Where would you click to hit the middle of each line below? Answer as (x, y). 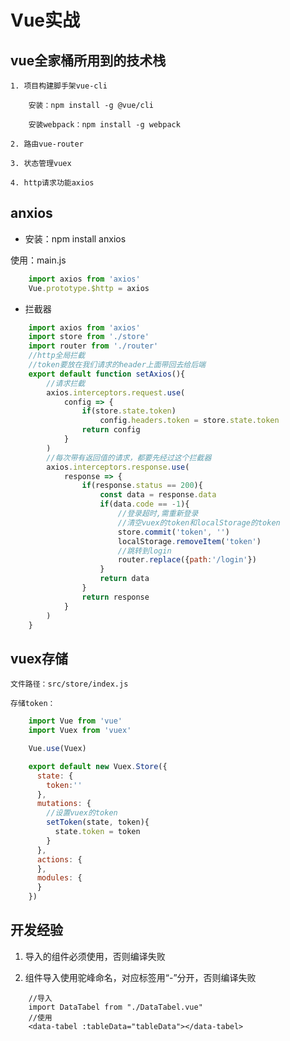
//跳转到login (144, 551)
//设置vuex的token (82, 813)
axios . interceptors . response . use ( (118, 467)
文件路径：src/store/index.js (69, 684)
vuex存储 (39, 658)
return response (115, 597)
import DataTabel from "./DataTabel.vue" (115, 1007)
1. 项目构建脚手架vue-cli (59, 86)
